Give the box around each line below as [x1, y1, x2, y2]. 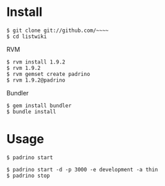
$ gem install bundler [6, 102, 72, 109]
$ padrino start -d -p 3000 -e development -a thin [6, 166, 158, 173]
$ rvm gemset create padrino [6, 71, 90, 77]
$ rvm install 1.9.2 [6, 58, 66, 66]
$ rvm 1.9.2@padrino [6, 77, 66, 84]
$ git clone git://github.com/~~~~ [6, 27, 109, 34]
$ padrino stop [6, 172, 50, 179]
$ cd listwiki [6, 32, 48, 40]
